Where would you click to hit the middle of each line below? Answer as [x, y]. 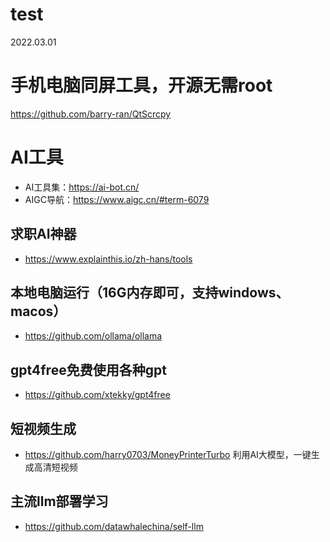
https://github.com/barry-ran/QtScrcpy [91, 114]
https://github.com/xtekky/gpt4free [97, 395]
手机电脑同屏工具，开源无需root [141, 85]
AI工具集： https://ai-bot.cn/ [82, 187]
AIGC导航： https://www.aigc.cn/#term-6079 [117, 199]
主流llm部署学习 [59, 501]
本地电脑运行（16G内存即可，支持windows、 [150, 293]
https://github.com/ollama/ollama [93, 336]
